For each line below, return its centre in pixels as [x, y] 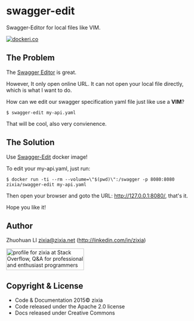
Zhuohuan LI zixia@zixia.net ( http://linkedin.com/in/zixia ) [76, 240]
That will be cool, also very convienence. [56, 124]
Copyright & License [45, 285]
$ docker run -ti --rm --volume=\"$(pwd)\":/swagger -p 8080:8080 [90, 179]
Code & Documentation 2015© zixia [59, 300]
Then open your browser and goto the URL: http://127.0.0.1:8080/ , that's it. [97, 196]
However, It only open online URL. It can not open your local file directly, [95, 84]
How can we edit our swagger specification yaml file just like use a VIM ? [96, 101]
